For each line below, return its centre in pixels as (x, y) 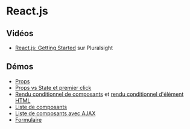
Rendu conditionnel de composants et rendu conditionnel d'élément (99, 94)
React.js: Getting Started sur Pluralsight (64, 48)
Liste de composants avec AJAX (55, 113)
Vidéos (20, 33)
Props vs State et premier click (53, 87)
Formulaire (28, 119)
